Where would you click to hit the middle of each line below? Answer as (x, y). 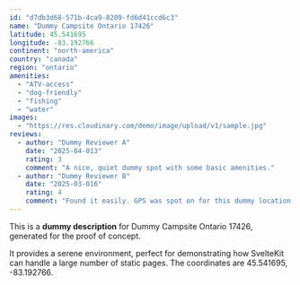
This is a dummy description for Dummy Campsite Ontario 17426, (131, 226)
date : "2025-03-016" (64, 185)
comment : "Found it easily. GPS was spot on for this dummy (140, 201)
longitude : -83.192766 (52, 43)
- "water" (35, 109)
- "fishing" (40, 101)
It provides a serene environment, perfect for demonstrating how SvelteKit (147, 253)
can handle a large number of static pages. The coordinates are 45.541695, (149, 263)
